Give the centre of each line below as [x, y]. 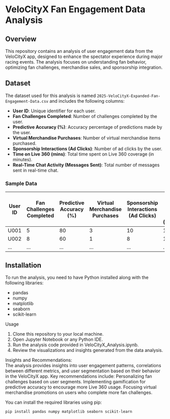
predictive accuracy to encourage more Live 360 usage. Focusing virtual [81, 387]
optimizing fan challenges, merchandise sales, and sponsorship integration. [84, 67]
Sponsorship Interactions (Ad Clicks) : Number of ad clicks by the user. [87, 148]
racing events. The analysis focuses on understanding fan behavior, [76, 62]
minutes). [23, 159]
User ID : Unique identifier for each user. [54, 111]
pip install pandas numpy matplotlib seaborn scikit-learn [69, 411]
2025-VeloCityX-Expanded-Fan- [129, 96]
